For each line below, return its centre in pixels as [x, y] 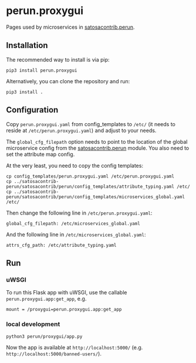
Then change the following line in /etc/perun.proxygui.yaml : [79, 213]
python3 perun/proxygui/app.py [44, 336]
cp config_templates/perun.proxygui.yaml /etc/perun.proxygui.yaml [90, 176]
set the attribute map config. [40, 154]
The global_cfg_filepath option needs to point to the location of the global [97, 141]
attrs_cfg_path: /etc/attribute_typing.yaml [61, 245]
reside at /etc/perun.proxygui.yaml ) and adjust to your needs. [81, 130]
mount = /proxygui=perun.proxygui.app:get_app [64, 310]
